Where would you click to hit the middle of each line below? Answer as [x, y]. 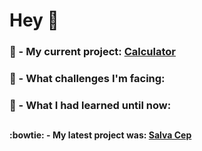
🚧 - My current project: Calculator [92, 52]
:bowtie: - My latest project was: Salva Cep [100, 135]
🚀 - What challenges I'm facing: [87, 79]
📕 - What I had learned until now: [90, 105]
